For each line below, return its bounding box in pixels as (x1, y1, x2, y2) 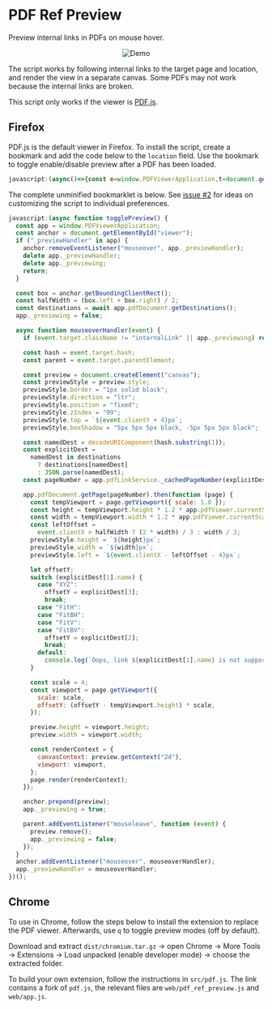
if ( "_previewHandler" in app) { (15, 237, 129, 245)
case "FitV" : (37, 619, 82, 627)
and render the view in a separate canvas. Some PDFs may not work (8, 72, 236, 82)
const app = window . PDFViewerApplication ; (15, 222, 161, 230)
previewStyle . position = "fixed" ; (23, 401, 139, 409)
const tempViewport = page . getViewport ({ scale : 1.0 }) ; (29, 498, 227, 507)
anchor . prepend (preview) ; (23, 798, 111, 806)
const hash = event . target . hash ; (23, 348, 136, 356)
